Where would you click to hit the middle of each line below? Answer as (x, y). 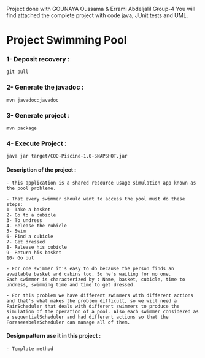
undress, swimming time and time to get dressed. (71, 284)
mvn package (21, 128)
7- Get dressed (26, 242)
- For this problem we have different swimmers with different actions (100, 295)
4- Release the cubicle (37, 226)
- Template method (30, 349)
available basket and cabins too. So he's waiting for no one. (89, 274)
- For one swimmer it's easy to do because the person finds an (90, 268)
